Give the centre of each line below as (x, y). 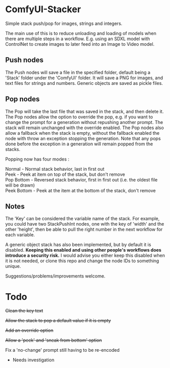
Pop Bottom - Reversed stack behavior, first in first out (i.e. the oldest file (81, 179)
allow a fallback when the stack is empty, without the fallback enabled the (82, 133)
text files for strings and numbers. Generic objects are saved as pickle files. (84, 83)
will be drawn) (20, 185)
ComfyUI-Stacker (43, 9)
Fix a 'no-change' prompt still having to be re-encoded (63, 350)
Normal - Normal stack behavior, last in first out (55, 169)
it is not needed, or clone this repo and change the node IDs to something (82, 261)
